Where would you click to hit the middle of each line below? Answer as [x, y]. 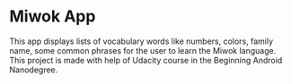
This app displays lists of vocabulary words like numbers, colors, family [141, 41]
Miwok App [53, 17]
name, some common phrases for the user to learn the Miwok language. [143, 50]
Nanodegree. [34, 70]
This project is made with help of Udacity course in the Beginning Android [146, 60]
